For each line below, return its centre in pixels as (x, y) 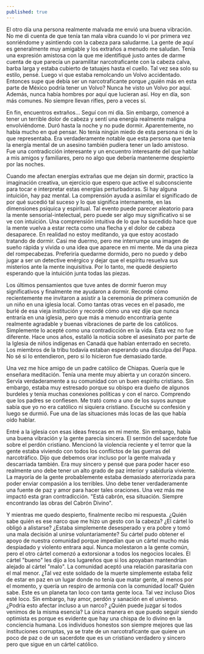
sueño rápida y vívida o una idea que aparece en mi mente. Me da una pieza (102, 247)
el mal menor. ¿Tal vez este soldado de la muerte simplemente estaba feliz (100, 573)
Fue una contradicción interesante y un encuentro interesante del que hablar (102, 151)
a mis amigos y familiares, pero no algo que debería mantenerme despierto (100, 158)
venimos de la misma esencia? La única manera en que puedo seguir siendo (102, 612)
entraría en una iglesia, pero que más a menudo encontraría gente (89, 317)
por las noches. (26, 164)
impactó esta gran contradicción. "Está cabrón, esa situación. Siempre (95, 496)
